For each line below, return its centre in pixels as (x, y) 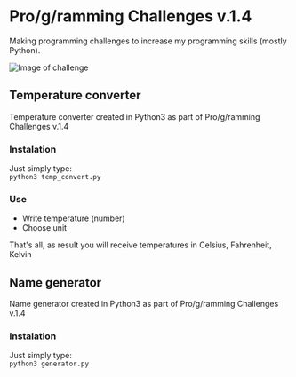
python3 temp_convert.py (55, 177)
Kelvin (21, 255)
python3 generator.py (49, 364)
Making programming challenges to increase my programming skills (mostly (148, 41)
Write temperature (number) (74, 218)
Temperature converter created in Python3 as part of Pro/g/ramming (135, 116)
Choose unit (44, 228)
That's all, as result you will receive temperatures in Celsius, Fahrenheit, (141, 245)
